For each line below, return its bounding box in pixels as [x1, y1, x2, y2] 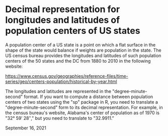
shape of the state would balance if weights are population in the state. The [5, 47, 162, 53]
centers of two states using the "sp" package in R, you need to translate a [5, 99, 158, 105]
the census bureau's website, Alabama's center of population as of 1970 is [5, 110, 160, 116]
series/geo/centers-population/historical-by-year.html [5, 78, 117, 84]
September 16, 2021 [5, 125, 47, 131]
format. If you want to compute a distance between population [24, 94, 153, 100]
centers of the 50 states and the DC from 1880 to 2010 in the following [5, 58, 151, 64]
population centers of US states [5, 25, 140, 36]
